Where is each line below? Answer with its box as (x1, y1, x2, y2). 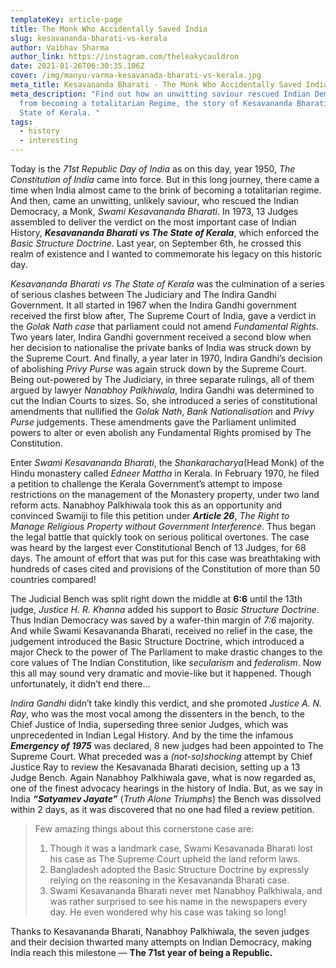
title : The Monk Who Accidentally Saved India (10, 24, 208, 34)
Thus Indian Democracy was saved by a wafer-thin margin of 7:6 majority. (10, 614, 315, 626)
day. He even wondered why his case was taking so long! (49, 906, 287, 918)
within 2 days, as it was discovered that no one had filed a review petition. (10, 804, 315, 815)
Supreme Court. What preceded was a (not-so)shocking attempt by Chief (10, 751, 313, 762)
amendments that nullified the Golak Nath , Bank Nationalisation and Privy (10, 406, 315, 417)
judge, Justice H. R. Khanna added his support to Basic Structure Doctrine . (10, 604, 320, 615)
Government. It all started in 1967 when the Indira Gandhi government (10, 299, 297, 311)
